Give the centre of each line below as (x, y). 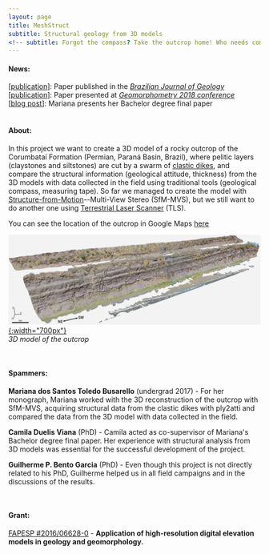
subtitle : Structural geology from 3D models (85, 34)
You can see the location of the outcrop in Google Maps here (109, 223)
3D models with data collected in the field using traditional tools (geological (132, 182)
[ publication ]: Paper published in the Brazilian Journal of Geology (116, 86)
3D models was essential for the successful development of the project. (127, 449)
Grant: (19, 516)
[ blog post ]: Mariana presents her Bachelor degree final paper (110, 103)
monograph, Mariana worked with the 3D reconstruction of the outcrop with (133, 399)
